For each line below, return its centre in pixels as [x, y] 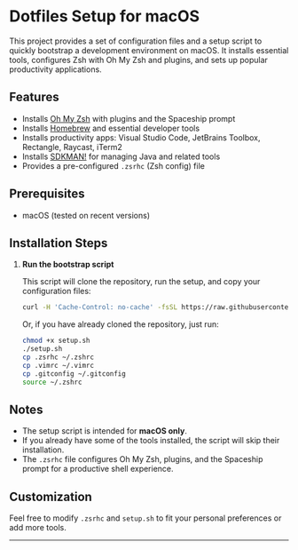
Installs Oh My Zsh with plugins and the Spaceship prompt [129, 118]
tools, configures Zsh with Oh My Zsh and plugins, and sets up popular [139, 60]
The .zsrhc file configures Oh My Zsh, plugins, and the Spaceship [142, 459]
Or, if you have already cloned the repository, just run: [120, 324]
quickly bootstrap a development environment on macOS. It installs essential [149, 50]
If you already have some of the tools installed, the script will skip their [151, 441]
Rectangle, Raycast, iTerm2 [72, 147]
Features [34, 97]
